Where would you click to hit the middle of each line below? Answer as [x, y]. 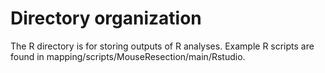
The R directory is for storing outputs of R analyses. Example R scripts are [162, 46]
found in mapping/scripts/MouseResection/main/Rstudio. [128, 56]
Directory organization [106, 18]
